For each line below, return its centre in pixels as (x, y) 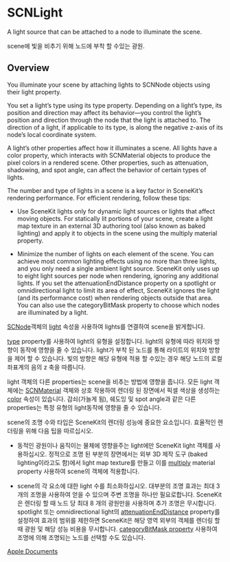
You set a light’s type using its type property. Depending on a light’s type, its (115, 105)
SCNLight (35, 13)
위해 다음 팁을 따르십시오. (59, 430)
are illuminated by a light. (53, 312)
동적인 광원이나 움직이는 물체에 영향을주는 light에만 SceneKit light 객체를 (115, 445)
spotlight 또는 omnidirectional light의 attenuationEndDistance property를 (118, 512)
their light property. (34, 92)
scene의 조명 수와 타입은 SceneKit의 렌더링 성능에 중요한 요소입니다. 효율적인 (112, 422)
